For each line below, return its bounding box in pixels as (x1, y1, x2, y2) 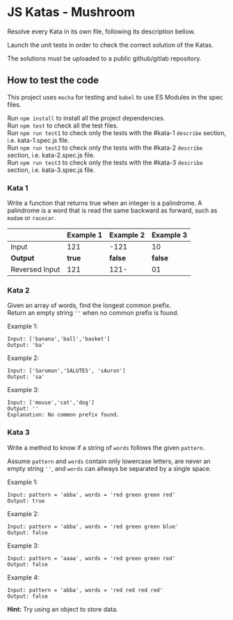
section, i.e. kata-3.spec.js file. (7, 165, 95, 174)
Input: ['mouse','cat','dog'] (7, 399, 95, 406)
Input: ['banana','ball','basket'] (7, 336, 111, 343)
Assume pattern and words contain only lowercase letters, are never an (7, 457, 211, 465)
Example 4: (7, 573, 40, 582)
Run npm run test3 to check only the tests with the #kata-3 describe (7, 158, 203, 166)
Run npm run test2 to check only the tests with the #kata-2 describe (7, 144, 203, 152)
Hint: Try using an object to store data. (7, 605, 118, 613)
